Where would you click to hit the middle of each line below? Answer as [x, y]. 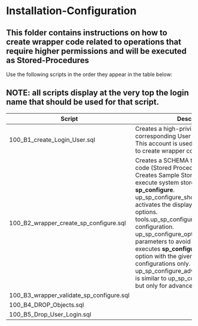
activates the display [164, 205]
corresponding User [163, 136]
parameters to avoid [163, 241]
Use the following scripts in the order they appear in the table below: [89, 74]
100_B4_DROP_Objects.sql [47, 305]
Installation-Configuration [71, 11]
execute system [157, 182]
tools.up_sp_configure [166, 219]
